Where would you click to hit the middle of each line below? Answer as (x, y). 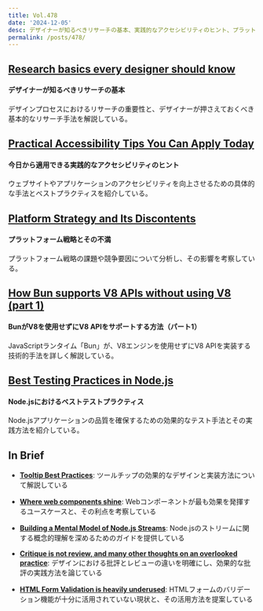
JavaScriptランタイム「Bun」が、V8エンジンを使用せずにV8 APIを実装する (130, 345)
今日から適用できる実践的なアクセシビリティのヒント (94, 165)
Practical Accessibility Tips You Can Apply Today (131, 144)
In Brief (26, 455)
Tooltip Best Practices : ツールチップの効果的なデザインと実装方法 (127, 475)
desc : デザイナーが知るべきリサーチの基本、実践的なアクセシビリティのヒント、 (121, 30)
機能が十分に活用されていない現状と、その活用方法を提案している (147, 599)
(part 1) (26, 305)
